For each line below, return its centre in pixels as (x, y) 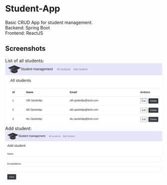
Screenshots (25, 48)
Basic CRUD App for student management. (49, 22)
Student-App (33, 9)
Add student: (18, 129)
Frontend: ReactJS (24, 33)
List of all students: (25, 61)
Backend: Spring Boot (28, 27)
